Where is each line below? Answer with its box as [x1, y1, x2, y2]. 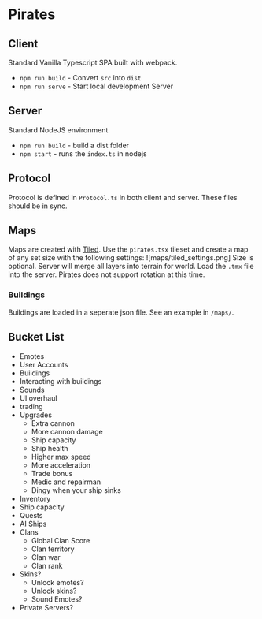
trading [19, 401, 43, 411]
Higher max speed [31, 452, 92, 461]
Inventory [19, 494, 51, 503]
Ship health [31, 443, 68, 453]
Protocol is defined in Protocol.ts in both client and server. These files [8, 192, 238, 202]
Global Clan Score [31, 535, 90, 545]
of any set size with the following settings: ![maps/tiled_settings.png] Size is [8, 253, 254, 263]
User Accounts [19, 360, 68, 369]
